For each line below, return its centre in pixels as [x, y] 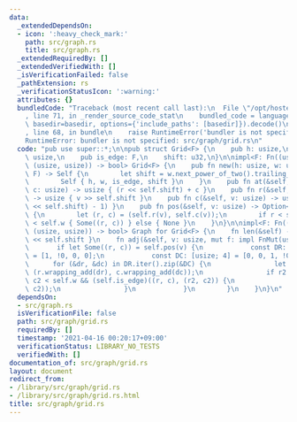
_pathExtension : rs [53, 83]
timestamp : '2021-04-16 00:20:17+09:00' [92, 338]
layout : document [41, 371]
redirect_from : [37, 380]
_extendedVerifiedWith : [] [67, 67]
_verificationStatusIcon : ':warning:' [89, 91]
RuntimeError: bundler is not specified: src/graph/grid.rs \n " [144, 141]
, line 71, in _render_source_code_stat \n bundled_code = [140, 116]
